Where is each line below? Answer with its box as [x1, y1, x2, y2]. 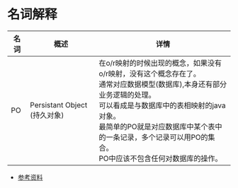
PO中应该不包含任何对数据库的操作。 [98, 153, 222, 163]
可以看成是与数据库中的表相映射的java [98, 100, 226, 110]
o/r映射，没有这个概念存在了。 [98, 69, 200, 78]
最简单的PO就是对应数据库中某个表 [98, 122, 215, 131]
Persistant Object [30, 100, 88, 110]
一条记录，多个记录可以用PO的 [106, 132, 208, 142]
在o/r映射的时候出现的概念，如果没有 [98, 58, 222, 68]
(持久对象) [30, 110, 64, 120]
